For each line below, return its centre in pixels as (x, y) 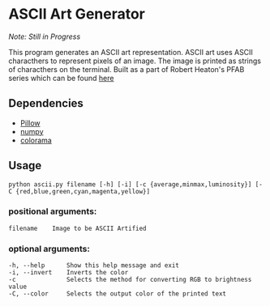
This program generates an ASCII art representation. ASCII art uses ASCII (131, 52)
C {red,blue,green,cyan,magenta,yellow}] (79, 191)
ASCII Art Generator (77, 14)
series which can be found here (61, 78)
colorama (36, 140)
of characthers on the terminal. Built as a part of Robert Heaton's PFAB (126, 69)
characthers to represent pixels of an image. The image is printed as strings (135, 61)
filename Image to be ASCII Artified (78, 228)
